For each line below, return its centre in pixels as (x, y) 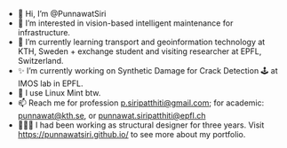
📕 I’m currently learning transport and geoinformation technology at (141, 42)
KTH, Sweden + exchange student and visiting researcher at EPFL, (140, 51)
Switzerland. (40, 61)
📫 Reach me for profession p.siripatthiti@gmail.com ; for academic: (141, 103)
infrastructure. (44, 32)
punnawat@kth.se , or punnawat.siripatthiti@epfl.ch (112, 116)
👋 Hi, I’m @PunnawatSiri (62, 14)
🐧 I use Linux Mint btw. (59, 93)
